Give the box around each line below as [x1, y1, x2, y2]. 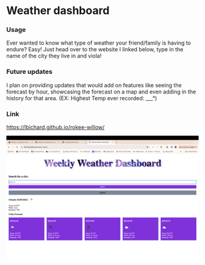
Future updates [6, 68, 53, 76]
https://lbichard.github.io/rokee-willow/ [6, 123, 105, 131]
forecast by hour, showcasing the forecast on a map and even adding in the [6, 88, 196, 95]
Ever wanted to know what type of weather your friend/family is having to [6, 39, 191, 46]
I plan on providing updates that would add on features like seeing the [6, 81, 182, 89]
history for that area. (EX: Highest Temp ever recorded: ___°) [6, 94, 157, 101]
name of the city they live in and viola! [6, 53, 102, 60]
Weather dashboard [6, 4, 110, 18]
